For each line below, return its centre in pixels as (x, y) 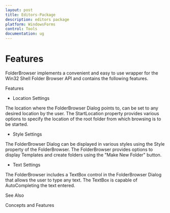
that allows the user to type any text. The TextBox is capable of (71, 180)
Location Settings (31, 98)
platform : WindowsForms (31, 24)
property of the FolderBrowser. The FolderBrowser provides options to (79, 149)
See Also (15, 195)
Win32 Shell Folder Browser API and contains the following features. (77, 78)
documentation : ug (25, 34)
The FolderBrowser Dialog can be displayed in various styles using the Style (85, 144)
